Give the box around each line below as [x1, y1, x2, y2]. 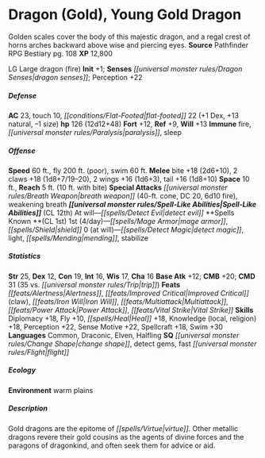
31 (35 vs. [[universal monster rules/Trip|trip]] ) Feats [8, 279, 181, 289]
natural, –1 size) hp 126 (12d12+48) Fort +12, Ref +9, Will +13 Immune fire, [8, 119, 252, 129]
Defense [8, 90, 37, 100]
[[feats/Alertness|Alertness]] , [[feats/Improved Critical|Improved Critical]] [8, 288, 250, 298]
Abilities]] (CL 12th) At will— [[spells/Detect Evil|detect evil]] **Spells [8, 208, 235, 217]
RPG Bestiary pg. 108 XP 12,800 [8, 48, 113, 58]
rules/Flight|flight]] [8, 347, 70, 356]
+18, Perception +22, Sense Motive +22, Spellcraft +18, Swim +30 [8, 321, 224, 331]
